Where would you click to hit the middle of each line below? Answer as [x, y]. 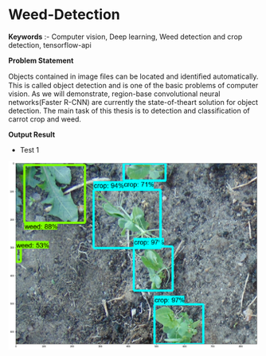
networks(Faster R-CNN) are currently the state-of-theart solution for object [133, 102]
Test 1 [29, 149]
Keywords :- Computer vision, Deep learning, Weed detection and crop [125, 37]
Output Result [32, 134]
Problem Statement [41, 60]
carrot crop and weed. [45, 119]
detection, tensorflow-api [50, 44]
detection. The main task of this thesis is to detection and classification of [129, 110]
